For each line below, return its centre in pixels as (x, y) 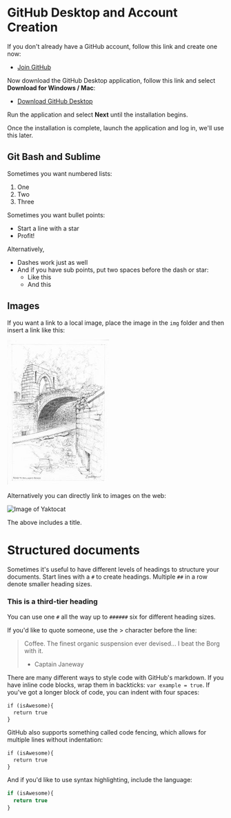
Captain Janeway (59, 664)
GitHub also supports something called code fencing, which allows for (107, 732)
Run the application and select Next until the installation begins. (98, 114)
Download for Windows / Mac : (51, 88)
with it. (33, 650)
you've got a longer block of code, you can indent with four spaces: (103, 692)
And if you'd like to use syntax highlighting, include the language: (100, 779)
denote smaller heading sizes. (50, 583)
